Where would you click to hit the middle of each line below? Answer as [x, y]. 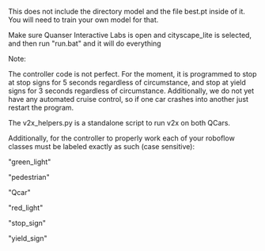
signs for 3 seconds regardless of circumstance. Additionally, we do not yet [131, 91]
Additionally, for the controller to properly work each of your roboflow [121, 138]
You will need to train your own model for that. [83, 20]
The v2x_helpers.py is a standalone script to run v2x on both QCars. [119, 123]
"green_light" [30, 162]
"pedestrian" [29, 177]
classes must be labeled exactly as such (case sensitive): [102, 146]
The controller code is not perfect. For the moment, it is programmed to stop [132, 74]
